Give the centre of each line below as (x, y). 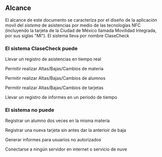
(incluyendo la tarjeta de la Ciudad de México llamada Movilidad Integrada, (81, 30)
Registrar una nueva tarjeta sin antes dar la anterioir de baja (66, 130)
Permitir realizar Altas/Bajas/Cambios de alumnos (55, 78)
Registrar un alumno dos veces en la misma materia (57, 121)
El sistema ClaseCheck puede (41, 48)
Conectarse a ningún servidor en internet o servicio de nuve (66, 149)
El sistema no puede (30, 110)
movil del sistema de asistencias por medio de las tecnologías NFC (73, 25)
